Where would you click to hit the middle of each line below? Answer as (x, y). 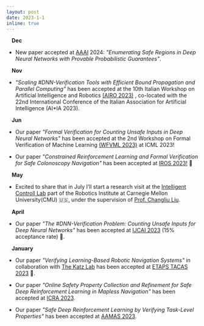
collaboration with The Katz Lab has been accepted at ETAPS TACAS (101, 267)
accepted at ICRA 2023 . (45, 298)
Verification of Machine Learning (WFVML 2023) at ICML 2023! (95, 145)
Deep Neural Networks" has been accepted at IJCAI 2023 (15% (95, 230)
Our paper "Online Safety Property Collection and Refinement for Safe (103, 285)
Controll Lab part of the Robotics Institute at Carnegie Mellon (91, 193)
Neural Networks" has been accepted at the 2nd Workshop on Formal (103, 138)
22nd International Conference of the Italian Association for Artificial (101, 102)
